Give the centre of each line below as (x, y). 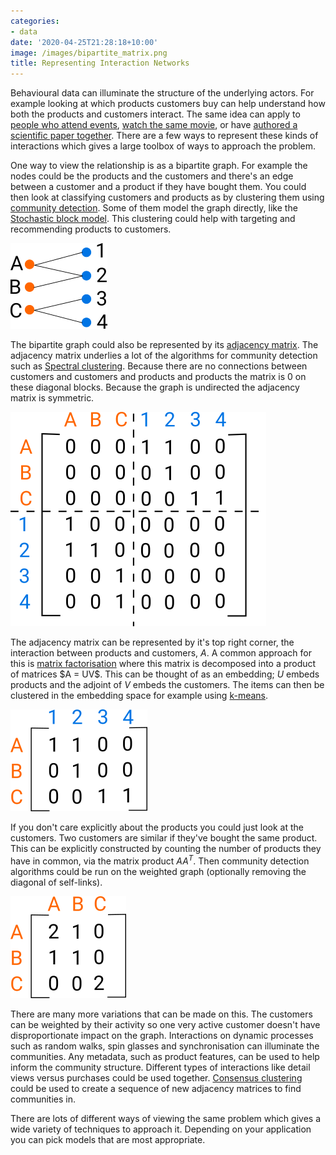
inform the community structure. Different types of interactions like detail (160, 1067)
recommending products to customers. (91, 229)
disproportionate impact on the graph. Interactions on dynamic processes (162, 1035)
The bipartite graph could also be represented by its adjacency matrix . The (164, 345)
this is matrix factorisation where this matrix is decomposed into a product (163, 664)
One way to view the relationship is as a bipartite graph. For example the (159, 166)
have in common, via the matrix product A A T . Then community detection (160, 860)
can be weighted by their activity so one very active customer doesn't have (165, 1024)
